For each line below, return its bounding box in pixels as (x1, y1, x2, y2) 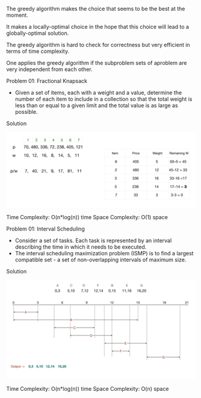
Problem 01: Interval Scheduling (6, 225, 85, 232)
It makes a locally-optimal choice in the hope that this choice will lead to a (6, 23, 190, 30)
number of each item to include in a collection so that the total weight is (14, 96, 193, 102)
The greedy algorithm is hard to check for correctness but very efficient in (6, 42, 191, 48)
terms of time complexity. (6, 48, 70, 55)
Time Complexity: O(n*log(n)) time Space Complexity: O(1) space (6, 213, 169, 220)
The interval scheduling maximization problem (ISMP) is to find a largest (14, 249, 194, 257)
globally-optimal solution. (6, 30, 69, 37)
